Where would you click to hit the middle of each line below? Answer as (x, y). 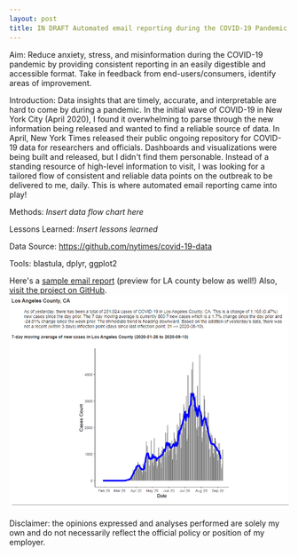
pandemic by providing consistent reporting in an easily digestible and (137, 64)
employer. (27, 543)
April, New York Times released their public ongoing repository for (130, 138)
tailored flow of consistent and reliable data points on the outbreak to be (141, 175)
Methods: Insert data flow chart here (77, 211)
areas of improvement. (51, 83)
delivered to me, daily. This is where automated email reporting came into (143, 185)
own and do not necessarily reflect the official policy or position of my (137, 533)
